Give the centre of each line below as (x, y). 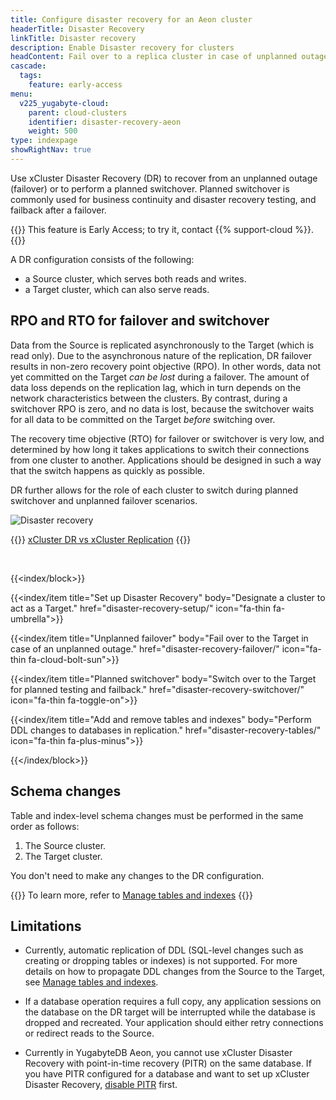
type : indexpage (44, 141)
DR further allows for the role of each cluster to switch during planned (154, 490)
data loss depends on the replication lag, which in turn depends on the (156, 387)
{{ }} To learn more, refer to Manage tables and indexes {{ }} (131, 895)
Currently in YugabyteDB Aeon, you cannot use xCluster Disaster (158, 1053)
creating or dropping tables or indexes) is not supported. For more (161, 961)
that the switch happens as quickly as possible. (107, 470)
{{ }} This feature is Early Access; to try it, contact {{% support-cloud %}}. (162, 229)
